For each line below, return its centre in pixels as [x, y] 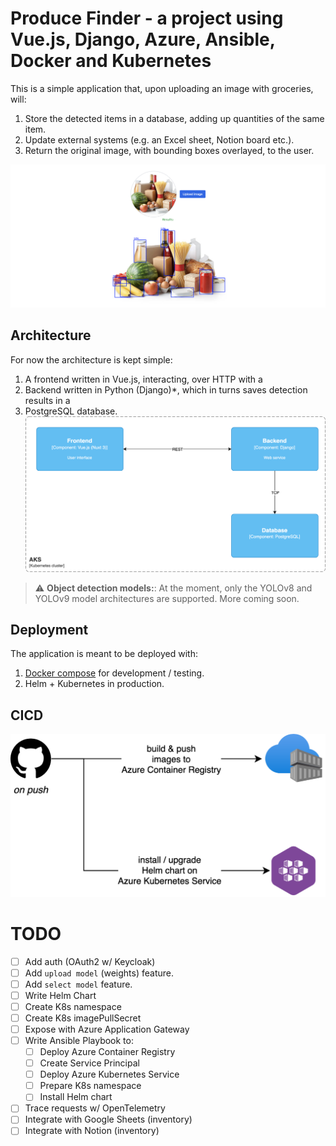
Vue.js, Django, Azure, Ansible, [143, 39]
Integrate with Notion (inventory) [92, 1131]
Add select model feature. [78, 984]
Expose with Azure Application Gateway [107, 1029]
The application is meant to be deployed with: [104, 654]
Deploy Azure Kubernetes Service [109, 1074]
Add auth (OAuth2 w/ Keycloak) [90, 961]
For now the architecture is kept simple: [91, 359]
